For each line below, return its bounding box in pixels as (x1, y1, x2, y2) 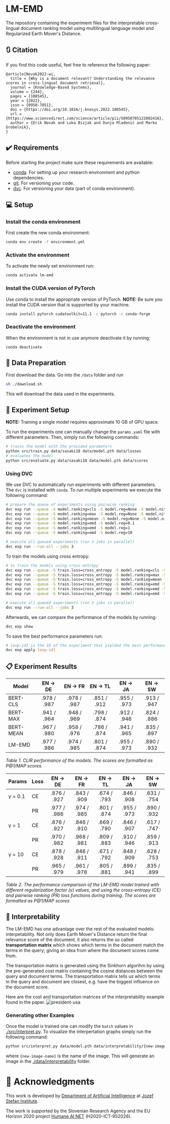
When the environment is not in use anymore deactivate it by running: (6, 335, 150, 341)
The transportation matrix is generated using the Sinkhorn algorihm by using (6, 962, 164, 968)
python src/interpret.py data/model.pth (6, 1044, 92, 1049)
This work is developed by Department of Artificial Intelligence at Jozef (6, 1093, 154, 1099)
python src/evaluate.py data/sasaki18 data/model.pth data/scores (6, 458, 148, 463)
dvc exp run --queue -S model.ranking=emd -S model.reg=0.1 (6, 521, 135, 526)
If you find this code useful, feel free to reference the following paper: (6, 62, 151, 68)
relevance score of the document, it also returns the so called (6, 936, 134, 942)
